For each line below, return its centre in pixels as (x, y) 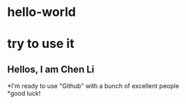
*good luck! (24, 94)
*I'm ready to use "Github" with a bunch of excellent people (93, 86)
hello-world (42, 12)
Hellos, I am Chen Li (51, 69)
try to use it (41, 44)
